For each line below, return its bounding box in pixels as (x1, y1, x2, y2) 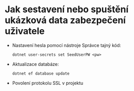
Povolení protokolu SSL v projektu (12, 80, 84, 86)
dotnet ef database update (12, 71, 70, 76)
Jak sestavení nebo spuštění (5, 4, 129, 15)
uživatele (5, 26, 45, 37)
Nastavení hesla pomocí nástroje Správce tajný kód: (12, 42, 121, 48)
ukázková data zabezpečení (5, 14, 126, 26)
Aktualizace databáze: (12, 61, 59, 67)
